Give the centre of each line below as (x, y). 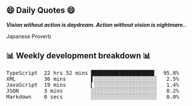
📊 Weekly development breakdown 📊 (78, 56)
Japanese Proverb (29, 36)
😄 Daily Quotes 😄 (41, 10)
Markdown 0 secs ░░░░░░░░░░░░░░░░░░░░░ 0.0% (93, 96)
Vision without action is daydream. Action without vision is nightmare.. (96, 24)
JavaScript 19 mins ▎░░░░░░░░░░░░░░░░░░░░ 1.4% (93, 85)
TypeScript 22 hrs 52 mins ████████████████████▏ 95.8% (93, 73)
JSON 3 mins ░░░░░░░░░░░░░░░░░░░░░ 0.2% (93, 91)
